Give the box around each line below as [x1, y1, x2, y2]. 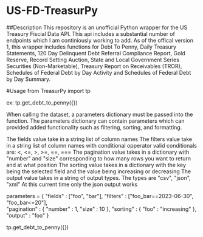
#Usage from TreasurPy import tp [6, 87, 91, 94]
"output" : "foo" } [6, 211, 49, 219]
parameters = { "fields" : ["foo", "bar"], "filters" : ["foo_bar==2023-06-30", [6, 192, 194, 199]
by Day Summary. [6, 75, 51, 83]
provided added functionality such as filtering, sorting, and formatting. [6, 123, 182, 131]
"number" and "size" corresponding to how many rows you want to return [6, 154, 191, 162]
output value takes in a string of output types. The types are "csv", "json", [6, 174, 191, 181]
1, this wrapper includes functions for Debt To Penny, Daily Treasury [6, 43, 177, 50]
